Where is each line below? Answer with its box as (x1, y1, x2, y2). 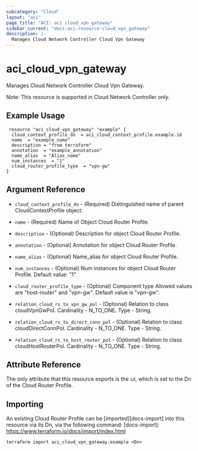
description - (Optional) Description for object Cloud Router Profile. (14, 230, 181, 237)
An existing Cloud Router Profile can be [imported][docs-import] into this (6, 415, 185, 422)
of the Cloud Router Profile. (6, 382, 73, 389)
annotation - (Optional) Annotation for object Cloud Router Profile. (14, 241, 177, 248)
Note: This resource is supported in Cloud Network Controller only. (6, 93, 170, 100)
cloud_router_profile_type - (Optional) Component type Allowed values (14, 282, 193, 289)
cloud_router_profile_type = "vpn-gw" (11, 163, 111, 169)
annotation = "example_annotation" (11, 147, 102, 153)
